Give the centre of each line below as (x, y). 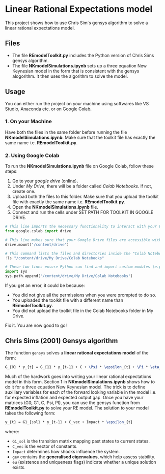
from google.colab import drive (38, 231)
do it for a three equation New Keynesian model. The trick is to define (75, 387)
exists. (19, 467)
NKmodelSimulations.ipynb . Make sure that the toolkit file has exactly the (80, 137)
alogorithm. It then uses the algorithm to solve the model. (70, 76)
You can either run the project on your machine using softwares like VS (77, 103)
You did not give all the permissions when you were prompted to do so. (84, 295)
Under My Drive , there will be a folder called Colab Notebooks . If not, (82, 186)
